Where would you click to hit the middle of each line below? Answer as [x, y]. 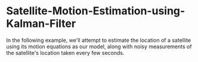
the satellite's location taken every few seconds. [65, 52]
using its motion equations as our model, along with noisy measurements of [99, 46]
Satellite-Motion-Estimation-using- [96, 11]
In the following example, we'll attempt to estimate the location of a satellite [99, 40]
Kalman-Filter [41, 24]
